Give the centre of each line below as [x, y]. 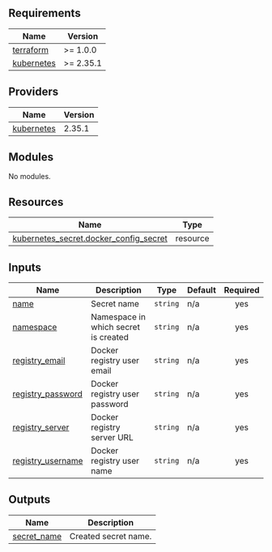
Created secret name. [110, 536]
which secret [115, 327]
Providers [34, 92]
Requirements [45, 13]
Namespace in [118, 317]
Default [202, 290]
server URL [112, 438]
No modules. [30, 177]
